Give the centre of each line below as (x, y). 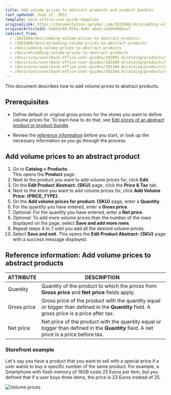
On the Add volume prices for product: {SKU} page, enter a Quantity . (87, 201)
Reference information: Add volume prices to (78, 255)
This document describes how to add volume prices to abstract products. (82, 86)
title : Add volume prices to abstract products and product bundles (79, 10)
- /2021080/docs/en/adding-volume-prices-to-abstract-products (78, 43)
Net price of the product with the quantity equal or (101, 322)
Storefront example (30, 350)
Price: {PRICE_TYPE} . (36, 196)
